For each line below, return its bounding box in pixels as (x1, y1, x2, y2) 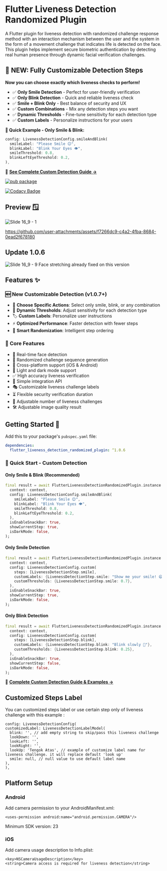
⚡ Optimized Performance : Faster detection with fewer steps (12, 320, 138, 327)
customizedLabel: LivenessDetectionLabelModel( (5, 726, 106, 731)
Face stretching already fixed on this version (38, 261, 130, 267)
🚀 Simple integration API (12, 378, 62, 384)
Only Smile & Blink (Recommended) (5, 472, 80, 478)
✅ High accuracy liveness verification (12, 373, 89, 378)
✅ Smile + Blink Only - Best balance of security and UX (12, 100, 127, 106)
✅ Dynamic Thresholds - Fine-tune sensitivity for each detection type (12, 111, 157, 118)
